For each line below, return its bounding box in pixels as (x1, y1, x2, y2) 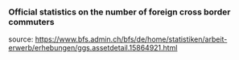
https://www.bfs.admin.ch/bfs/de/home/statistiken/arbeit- (35, 34, 228, 44)
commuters (8, 16, 55, 27)
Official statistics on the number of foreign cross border (8, 6, 231, 18)
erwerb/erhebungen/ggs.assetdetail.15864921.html (8, 43, 178, 53)
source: (8, 34, 34, 44)
